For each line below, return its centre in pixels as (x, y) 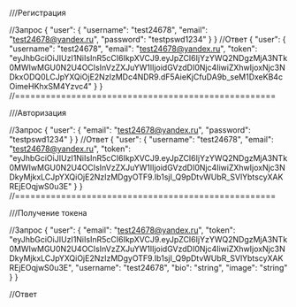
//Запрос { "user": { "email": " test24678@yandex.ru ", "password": (130, 130)
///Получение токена (48, 213)
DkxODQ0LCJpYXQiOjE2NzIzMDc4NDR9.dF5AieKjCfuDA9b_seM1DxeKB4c (146, 77)
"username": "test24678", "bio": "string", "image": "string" (181, 268)
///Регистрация (38, 13)
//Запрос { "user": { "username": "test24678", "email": (109, 30)
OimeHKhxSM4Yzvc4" (51, 86)
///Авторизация (38, 113)
